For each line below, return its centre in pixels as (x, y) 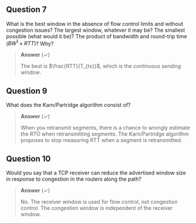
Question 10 (28, 159)
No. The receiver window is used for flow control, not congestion (99, 202)
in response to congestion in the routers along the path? (74, 179)
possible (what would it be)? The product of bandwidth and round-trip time (97, 36)
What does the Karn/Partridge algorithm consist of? (68, 105)
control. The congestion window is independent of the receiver (97, 208)
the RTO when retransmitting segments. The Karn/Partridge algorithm (104, 134)
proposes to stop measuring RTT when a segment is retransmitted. (101, 140)
